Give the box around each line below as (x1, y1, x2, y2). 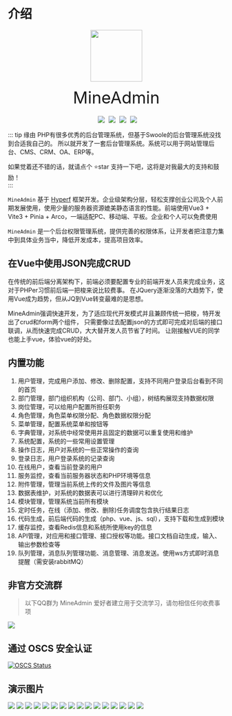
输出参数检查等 (17, 540, 61, 548)
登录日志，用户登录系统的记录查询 (17, 454, 115, 462)
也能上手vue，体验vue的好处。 (8, 335, 96, 343)
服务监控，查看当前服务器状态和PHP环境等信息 (17, 471, 151, 479)
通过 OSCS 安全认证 (8, 642, 92, 654)
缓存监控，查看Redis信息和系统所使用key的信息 (17, 523, 153, 531)
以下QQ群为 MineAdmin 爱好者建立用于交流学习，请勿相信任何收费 (24, 599, 215, 607)
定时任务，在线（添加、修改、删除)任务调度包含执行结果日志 (17, 505, 189, 514)
